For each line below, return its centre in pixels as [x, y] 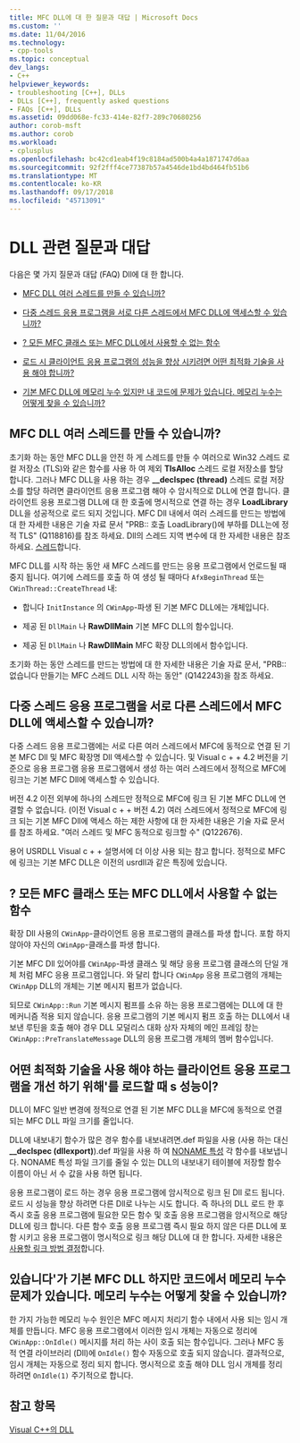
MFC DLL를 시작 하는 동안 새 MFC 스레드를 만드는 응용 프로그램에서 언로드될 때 [148, 566]
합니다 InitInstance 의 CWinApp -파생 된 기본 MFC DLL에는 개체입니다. [146, 607]
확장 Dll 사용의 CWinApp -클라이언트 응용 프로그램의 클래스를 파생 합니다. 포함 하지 [150, 934]
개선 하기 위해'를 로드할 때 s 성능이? [126, 1086]
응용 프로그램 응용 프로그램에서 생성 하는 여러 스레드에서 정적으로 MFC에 [159, 768]
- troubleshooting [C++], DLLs [67, 92]
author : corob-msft [46, 126]
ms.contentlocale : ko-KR [55, 184]
